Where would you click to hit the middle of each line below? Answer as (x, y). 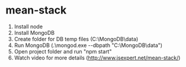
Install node (28, 26)
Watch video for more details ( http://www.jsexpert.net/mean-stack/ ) (97, 58)
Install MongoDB (34, 32)
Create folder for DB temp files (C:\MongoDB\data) (76, 39)
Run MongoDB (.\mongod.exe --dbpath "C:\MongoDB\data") (88, 45)
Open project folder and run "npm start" (63, 51)
